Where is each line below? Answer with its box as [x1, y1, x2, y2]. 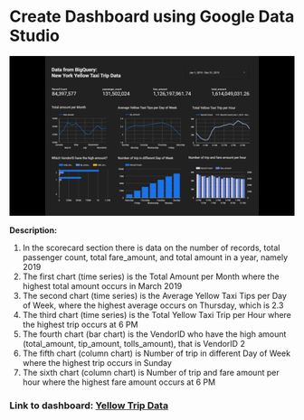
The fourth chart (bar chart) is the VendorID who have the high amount [22, 329, 287, 340]
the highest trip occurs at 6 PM [22, 319, 138, 331]
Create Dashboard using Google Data [9, 6, 295, 27]
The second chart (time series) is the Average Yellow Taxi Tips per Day [22, 291, 288, 302]
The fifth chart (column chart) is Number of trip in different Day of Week [22, 348, 291, 359]
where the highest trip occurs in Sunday [22, 358, 172, 369]
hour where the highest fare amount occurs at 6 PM [22, 377, 215, 387]
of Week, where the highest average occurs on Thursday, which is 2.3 [22, 300, 284, 311]
